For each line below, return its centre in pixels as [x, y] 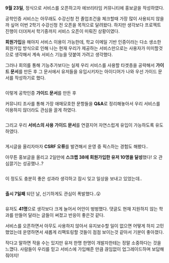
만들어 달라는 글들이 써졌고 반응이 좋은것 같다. [60, 215]
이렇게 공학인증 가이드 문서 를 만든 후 [41, 93]
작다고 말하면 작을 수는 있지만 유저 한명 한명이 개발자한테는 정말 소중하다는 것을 [83, 243]
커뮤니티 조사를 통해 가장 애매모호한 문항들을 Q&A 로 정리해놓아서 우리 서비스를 [83, 104]
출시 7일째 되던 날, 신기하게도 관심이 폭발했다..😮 [53, 194]
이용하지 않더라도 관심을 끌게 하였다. [41, 110]
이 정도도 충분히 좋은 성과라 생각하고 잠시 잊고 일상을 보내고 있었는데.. [74, 179]
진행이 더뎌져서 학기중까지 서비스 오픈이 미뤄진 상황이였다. [63, 31]
